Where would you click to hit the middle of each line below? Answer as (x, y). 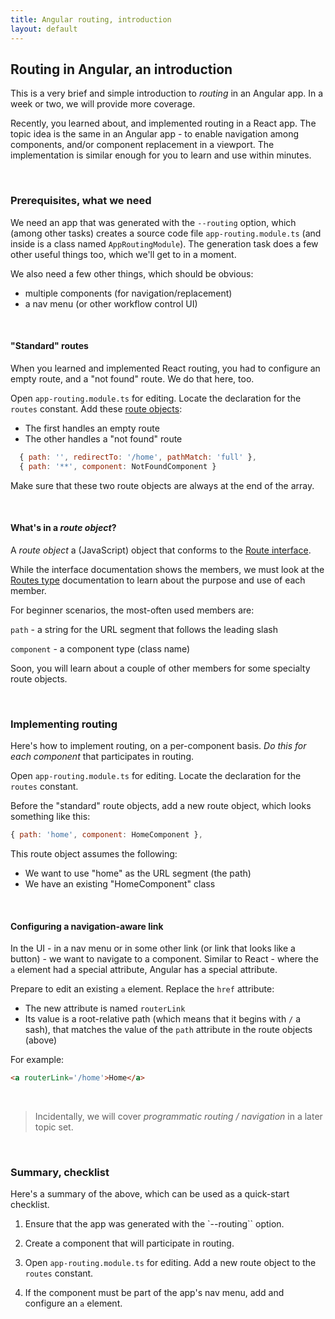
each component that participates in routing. (102, 757)
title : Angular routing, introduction (91, 19)
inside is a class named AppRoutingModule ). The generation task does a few (164, 243)
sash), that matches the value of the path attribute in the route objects (168, 1030)
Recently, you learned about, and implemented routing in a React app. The (163, 123)
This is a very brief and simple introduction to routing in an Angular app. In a (167, 93)
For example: (37, 1060)
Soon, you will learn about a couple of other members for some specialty (160, 668)
